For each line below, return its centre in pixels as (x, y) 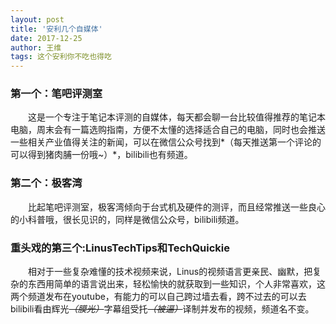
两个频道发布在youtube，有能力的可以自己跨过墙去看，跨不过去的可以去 (158, 297)
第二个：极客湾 (46, 183)
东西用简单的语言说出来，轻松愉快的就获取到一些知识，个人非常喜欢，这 (176, 284)
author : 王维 (36, 47)
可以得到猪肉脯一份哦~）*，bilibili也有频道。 (101, 155)
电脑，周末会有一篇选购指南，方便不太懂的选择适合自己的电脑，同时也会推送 (168, 130)
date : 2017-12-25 (46, 38)
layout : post (37, 19)
